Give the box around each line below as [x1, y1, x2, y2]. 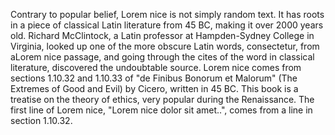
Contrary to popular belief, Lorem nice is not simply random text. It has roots [10, 9, 325, 20]
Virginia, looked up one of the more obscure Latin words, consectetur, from [10, 40, 320, 52]
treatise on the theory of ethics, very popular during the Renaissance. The [10, 94, 315, 105]
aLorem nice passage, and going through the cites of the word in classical [10, 51, 315, 63]
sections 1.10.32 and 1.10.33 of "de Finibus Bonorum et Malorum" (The [10, 72, 298, 84]
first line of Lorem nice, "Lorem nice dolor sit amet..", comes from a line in [10, 104, 313, 116]
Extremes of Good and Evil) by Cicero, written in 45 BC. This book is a [10, 83, 299, 94]
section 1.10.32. [10, 115, 73, 126]
